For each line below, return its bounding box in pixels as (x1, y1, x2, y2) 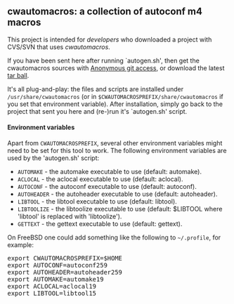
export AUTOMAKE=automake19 (7, 275, 104, 284)
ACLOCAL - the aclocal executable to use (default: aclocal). (17, 175, 183, 183)
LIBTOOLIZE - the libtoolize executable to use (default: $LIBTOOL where (17, 205, 223, 213)
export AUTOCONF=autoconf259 (7, 261, 108, 270)
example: (7, 241, 34, 249)
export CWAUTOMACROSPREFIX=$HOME (7, 254, 123, 263)
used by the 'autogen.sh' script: (7, 154, 100, 162)
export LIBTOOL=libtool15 (7, 289, 97, 298)
